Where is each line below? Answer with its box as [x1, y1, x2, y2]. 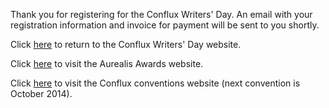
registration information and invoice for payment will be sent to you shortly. [10, 19, 320, 31]
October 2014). [10, 88, 73, 99]
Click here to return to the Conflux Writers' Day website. [10, 39, 242, 50]
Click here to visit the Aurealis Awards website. [10, 58, 204, 69]
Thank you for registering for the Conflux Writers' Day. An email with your [10, 9, 313, 20]
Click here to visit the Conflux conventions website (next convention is [10, 77, 301, 89]
